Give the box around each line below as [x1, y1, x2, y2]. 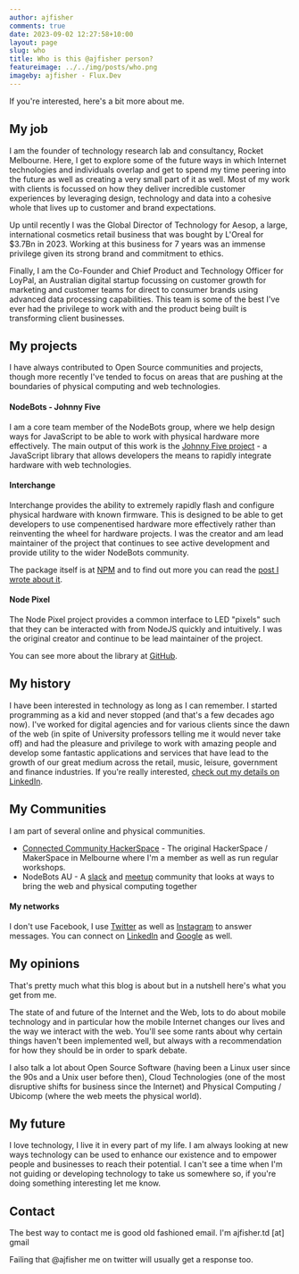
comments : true [9, 21, 66, 30]
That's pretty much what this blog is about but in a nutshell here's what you [9, 979, 287, 991]
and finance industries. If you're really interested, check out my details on [9, 766, 280, 777]
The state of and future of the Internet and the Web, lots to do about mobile [9, 1006, 287, 1018]
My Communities [9, 802, 107, 817]
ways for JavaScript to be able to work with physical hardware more [9, 430, 261, 442]
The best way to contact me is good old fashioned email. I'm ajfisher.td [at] [9, 1228, 285, 1238]
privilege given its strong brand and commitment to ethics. [9, 247, 225, 259]
